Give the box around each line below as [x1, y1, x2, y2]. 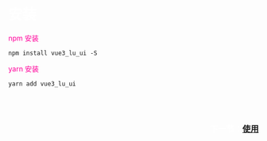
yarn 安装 [8, 63, 40, 74]
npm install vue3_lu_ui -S [8, 49, 98, 57]
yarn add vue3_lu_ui [8, 79, 77, 88]
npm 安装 [8, 33, 40, 43]
